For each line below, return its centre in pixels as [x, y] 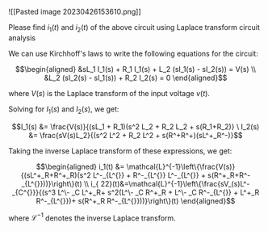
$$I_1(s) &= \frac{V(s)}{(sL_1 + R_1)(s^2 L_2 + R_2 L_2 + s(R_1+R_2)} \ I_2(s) [136, 126]
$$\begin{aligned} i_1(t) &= [80, 166]
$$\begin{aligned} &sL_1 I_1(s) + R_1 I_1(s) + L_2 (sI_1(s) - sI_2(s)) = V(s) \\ [136, 69]
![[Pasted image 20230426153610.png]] [75, 12]
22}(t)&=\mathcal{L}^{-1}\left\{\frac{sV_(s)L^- [175, 183]
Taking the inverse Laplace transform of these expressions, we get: [120, 151]
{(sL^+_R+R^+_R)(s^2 [56, 175]
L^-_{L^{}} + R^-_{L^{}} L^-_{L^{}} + [149, 175]
